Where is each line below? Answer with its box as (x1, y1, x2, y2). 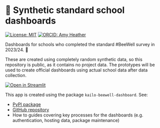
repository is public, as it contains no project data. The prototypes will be (5, 61, 156, 67)
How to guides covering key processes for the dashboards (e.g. (12, 112, 144, 118)
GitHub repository (12, 106, 49, 112)
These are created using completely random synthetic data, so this (5, 56, 143, 62)
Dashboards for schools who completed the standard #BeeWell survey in (5, 41, 155, 47)
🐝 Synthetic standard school (5, 4, 125, 16)
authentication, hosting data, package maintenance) (12, 117, 120, 123)
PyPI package (12, 101, 41, 107)
